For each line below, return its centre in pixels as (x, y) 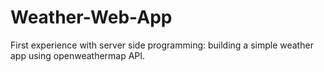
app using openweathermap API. (78, 55)
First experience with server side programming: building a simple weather (162, 45)
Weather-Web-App (91, 17)
